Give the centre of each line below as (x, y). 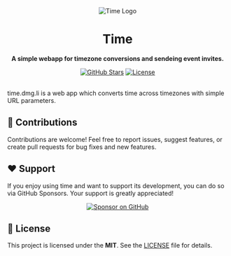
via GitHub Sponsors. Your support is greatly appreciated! (90, 193)
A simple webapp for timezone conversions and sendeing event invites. (118, 58)
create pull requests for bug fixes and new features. (82, 147)
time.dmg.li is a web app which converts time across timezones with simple (116, 93)
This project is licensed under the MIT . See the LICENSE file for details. (110, 246)
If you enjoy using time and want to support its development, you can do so (116, 185)
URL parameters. (31, 100)
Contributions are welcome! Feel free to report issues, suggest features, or (115, 139)
